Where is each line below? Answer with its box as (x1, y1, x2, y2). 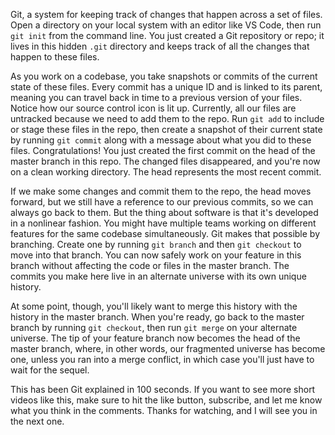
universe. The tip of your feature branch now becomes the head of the (10, 332, 301, 344)
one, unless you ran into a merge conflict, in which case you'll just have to (10, 354, 315, 365)
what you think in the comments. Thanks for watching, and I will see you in (10, 405, 318, 416)
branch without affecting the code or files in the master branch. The (10, 260, 290, 271)
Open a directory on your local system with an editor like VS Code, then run (10, 19, 322, 31)
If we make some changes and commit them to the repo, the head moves (10, 185, 312, 197)
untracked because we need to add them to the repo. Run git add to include (10, 113, 325, 124)
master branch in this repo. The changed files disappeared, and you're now (10, 155, 321, 167)
